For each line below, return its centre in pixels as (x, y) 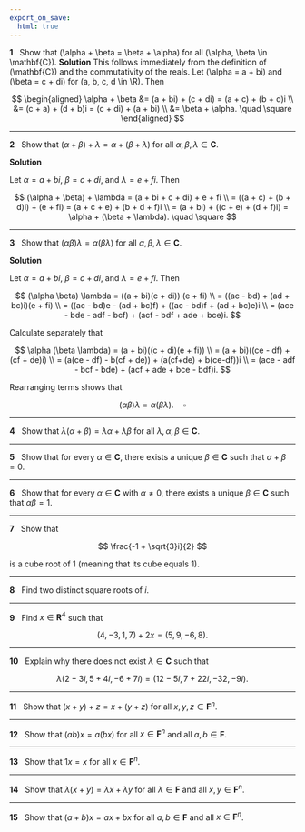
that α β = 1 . (31, 502)
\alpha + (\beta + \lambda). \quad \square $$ (152, 216)
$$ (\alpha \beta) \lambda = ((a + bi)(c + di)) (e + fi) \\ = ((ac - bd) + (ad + (152, 296)
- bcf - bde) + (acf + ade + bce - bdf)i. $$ (152, 369)
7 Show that (34, 528)
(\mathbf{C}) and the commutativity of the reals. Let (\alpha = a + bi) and (146, 71)
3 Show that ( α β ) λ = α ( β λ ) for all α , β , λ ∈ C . (96, 243)
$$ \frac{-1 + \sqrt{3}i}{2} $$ (152, 546)
